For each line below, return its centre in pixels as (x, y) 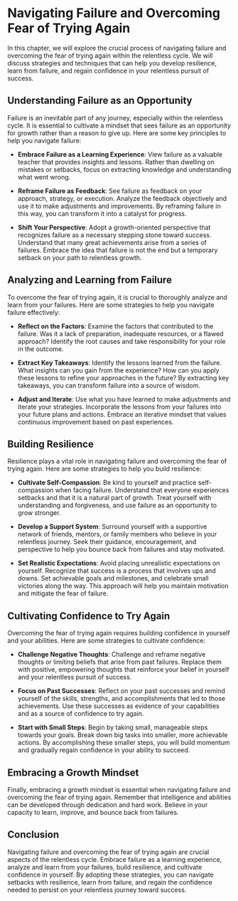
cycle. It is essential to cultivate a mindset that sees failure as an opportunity (119, 125)
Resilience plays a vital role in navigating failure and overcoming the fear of (117, 462)
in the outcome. (40, 349)
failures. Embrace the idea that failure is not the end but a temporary (118, 250)
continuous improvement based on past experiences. (96, 422)
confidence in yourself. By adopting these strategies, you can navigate (111, 875)
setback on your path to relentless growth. (80, 257)
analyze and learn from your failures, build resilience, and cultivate (105, 867)
